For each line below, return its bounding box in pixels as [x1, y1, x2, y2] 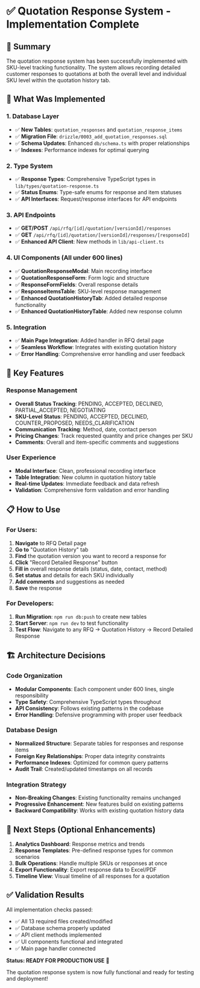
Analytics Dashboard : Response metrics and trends [14, 840, 145, 847]
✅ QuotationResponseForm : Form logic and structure [14, 274, 149, 281]
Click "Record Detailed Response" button [14, 559, 118, 566]
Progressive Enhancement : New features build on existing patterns [14, 800, 184, 808]
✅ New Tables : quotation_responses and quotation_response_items [14, 125, 183, 133]
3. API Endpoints [6, 211, 56, 219]
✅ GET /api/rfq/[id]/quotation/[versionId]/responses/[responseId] [14, 231, 190, 239]
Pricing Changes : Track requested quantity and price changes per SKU [14, 432, 193, 439]
